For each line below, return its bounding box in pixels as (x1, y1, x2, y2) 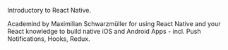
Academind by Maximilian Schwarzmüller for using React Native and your (7, 20, 221, 27)
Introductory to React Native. (7, 6, 92, 14)
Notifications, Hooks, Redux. (7, 35, 90, 43)
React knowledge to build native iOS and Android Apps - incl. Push (7, 27, 201, 35)
